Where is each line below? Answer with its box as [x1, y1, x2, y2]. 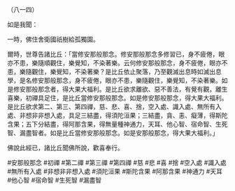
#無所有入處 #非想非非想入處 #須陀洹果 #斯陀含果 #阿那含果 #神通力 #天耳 [7, 167, 222, 176]
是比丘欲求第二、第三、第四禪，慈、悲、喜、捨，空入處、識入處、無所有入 [7, 103, 222, 111]
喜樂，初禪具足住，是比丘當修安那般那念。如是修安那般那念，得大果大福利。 [7, 94, 228, 102]
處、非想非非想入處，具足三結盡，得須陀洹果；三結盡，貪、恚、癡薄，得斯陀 [7, 111, 228, 120]
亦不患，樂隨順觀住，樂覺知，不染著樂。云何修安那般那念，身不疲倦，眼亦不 [7, 59, 228, 67]
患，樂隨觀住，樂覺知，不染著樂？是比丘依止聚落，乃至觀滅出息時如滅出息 [7, 68, 222, 76]
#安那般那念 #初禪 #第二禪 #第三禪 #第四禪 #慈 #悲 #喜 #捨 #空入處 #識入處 [7, 159, 227, 167]
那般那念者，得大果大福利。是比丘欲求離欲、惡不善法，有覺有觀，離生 [25, 85, 228, 93]
